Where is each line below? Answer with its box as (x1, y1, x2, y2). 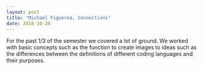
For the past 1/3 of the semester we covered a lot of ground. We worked (6, 37, 188, 45)
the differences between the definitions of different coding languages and (6, 50, 193, 58)
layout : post (6, 9, 40, 15)
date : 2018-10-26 (6, 20, 51, 26)
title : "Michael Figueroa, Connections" (6, 15, 112, 21)
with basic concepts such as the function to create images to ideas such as (6, 44, 197, 51)
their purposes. (6, 56, 45, 64)
